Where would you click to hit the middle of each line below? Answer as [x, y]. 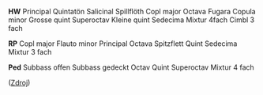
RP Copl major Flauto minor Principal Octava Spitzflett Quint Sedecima [123, 44]
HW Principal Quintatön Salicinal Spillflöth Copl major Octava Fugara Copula [132, 11]
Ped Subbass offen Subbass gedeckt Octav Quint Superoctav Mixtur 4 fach [131, 67]
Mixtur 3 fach [30, 52]
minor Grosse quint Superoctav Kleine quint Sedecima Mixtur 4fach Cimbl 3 [131, 20]
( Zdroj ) [19, 83]
